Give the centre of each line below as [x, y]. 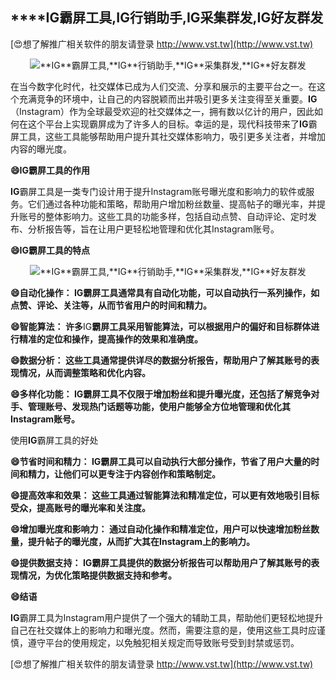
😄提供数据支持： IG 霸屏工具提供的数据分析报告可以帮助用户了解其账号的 [161, 562]
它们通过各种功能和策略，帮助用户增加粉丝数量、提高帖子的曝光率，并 [172, 204]
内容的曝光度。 [41, 149]
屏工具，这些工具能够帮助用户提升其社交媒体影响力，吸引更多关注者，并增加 [168, 136]
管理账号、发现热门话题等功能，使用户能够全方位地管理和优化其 [159, 406]
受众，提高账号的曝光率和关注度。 [80, 507]
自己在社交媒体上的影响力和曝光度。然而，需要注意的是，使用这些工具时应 [163, 630]
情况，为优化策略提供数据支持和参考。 [97, 575]
